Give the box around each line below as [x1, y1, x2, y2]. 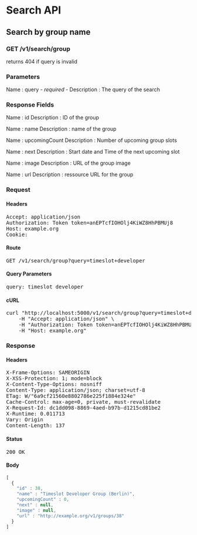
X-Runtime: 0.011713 [6, 410, 66, 417]
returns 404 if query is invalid [6, 58, 78, 65]
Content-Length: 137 [6, 422, 66, 429]
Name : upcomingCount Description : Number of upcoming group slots [6, 137, 177, 144]
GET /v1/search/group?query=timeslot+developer [6, 257, 145, 264]
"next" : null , [16, 502, 54, 508]
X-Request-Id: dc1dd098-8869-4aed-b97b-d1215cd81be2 [6, 404, 161, 411]
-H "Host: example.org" [18, 327, 87, 334]
